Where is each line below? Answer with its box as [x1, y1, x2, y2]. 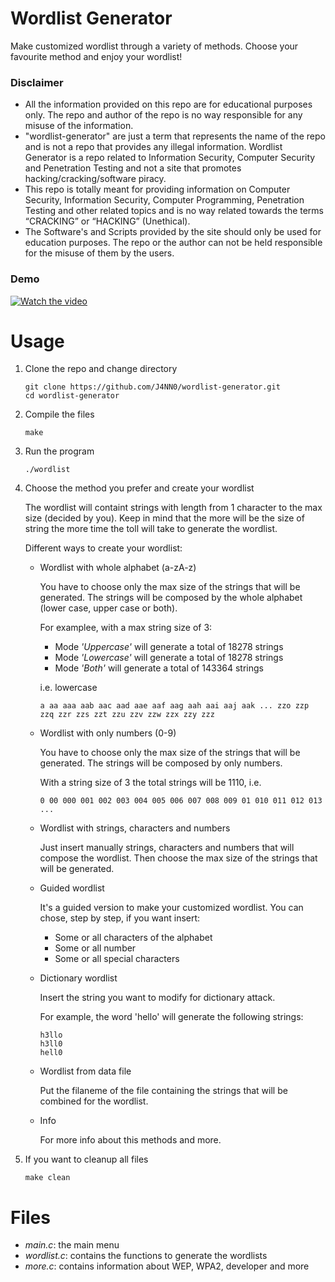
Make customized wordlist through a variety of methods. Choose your [10, 40, 299, 52]
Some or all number [54, 942, 137, 954]
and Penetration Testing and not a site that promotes [24, 162, 242, 174]
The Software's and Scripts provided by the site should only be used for [24, 226, 322, 238]
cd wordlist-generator [24, 391, 120, 401]
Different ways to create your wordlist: [24, 542, 183, 554]
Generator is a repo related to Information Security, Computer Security [24, 152, 316, 164]
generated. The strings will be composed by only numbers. [39, 757, 283, 769]
